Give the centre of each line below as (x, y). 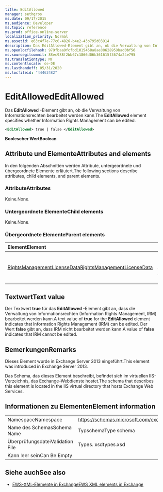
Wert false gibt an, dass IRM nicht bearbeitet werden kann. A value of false (80, 329)
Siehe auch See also (35, 473)
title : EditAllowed (25, 9)
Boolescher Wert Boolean (31, 138)
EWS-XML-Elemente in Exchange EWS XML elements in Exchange (78, 484)
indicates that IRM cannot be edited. (41, 334)
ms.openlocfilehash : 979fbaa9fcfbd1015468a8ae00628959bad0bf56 (70, 50)
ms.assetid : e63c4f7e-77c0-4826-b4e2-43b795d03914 (57, 41)
